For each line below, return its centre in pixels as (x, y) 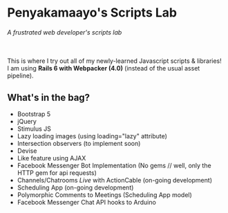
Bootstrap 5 (34, 114)
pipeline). (20, 76)
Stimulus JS (34, 129)
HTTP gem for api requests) (57, 173)
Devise (27, 151)
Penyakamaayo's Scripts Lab (92, 13)
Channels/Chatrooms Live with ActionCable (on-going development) (115, 180)
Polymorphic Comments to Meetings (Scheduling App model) (104, 195)
